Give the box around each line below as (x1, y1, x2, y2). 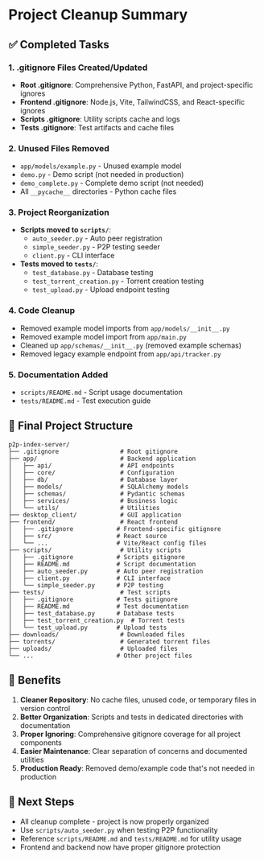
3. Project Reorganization (8, 207, 110, 218)
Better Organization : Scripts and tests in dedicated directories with (19, 712, 244, 722)
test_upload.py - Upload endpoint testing (31, 285, 171, 294)
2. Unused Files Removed (8, 142, 110, 154)
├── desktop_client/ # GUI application (8, 511, 182, 519)
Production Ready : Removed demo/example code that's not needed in (19, 763, 255, 773)
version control (19, 703, 71, 713)
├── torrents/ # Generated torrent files (8, 637, 211, 645)
